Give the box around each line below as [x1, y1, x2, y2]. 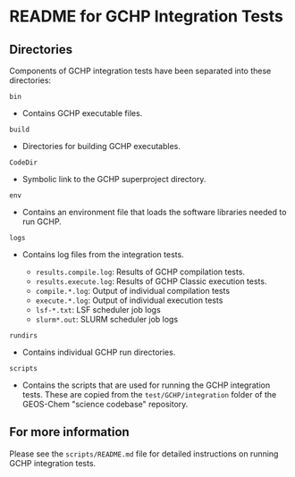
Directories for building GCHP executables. [21, 141, 181, 151]
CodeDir [9, 158, 38, 167]
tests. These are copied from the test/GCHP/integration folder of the [21, 389, 277, 399]
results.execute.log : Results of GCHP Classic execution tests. [35, 276, 267, 287]
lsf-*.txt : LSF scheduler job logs [35, 305, 161, 314]
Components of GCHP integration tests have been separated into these [9, 65, 272, 76]
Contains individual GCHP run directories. [21, 347, 176, 357]
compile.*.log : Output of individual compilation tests [35, 286, 231, 296]
